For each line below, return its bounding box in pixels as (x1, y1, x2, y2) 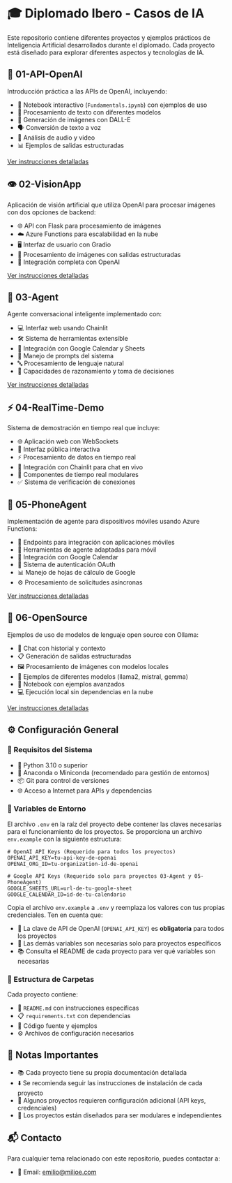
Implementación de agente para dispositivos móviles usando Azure (7, 517, 200, 525)
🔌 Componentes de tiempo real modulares (17, 471, 139, 479)
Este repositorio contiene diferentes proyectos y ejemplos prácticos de (7, 33, 210, 42)
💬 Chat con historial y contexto (17, 644, 106, 652)
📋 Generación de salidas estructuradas (17, 652, 132, 660)
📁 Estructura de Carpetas (7, 974, 95, 984)
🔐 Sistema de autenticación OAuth (17, 560, 116, 568)
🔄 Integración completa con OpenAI (17, 258, 121, 266)
